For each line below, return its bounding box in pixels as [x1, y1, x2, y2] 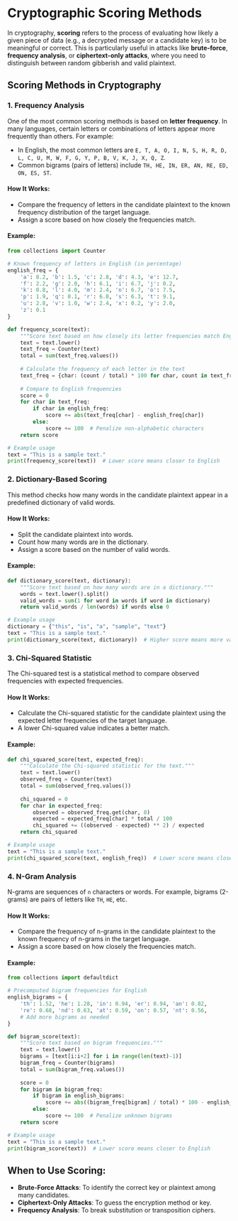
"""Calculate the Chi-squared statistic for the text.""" [20, 762, 195, 770]
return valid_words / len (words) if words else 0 [20, 604, 170, 611]
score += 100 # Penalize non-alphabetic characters [45, 425, 204, 432]
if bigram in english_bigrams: [33, 1092, 125, 1100]
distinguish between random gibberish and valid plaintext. [7, 58, 176, 67]
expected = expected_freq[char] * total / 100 [33, 815, 173, 823]
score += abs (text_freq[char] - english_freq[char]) [45, 412, 204, 419]
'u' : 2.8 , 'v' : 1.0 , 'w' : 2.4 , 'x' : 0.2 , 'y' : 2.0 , [20, 300, 176, 307]
